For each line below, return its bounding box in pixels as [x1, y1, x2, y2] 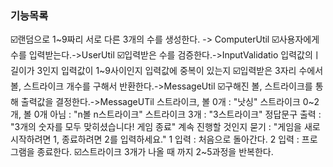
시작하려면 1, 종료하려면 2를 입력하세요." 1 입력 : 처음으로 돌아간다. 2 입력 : [10, 133, 300, 146]
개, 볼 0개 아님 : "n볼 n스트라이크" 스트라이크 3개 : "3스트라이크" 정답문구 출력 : [10, 108, 322, 121]
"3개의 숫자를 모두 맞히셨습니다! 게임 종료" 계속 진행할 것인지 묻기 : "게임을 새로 [10, 121, 321, 133]
